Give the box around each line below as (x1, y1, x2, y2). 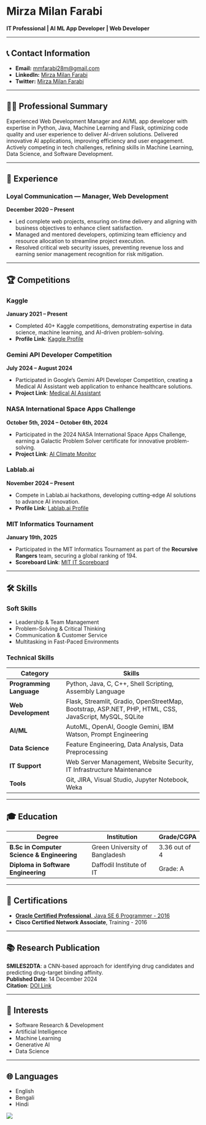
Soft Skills (6, 604, 37, 613)
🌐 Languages (6, 1071, 58, 1081)
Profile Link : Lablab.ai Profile (15, 504, 89, 512)
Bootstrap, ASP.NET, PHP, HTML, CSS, (66, 705, 178, 714)
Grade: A (158, 864, 185, 873)
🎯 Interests (6, 1005, 49, 1016)
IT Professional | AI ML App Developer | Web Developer (6, 25, 150, 32)
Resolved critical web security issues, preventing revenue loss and (15, 244, 184, 251)
